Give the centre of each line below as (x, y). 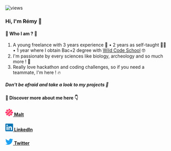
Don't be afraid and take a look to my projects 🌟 (57, 84)
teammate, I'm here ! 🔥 (37, 72)
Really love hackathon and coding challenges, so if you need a (79, 67)
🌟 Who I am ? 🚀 (21, 33)
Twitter (22, 143)
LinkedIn (24, 129)
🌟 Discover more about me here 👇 (42, 98)
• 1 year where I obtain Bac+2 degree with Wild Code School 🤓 (79, 50)
